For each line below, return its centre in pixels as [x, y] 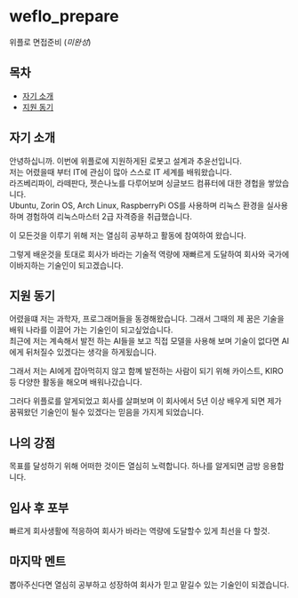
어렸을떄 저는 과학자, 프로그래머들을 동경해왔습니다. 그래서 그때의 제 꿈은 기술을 [147, 319]
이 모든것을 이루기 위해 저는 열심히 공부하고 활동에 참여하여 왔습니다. [128, 235]
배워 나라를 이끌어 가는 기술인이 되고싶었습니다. [91, 330]
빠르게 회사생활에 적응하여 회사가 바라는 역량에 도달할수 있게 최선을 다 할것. [140, 531]
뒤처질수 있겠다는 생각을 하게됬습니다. [91, 352]
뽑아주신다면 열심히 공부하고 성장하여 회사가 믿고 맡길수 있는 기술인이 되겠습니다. [149, 585]
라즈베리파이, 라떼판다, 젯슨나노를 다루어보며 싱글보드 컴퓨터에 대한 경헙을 [137, 183]
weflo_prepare [64, 16]
